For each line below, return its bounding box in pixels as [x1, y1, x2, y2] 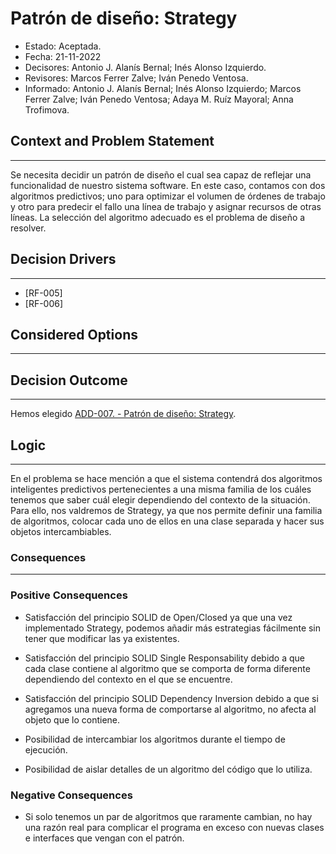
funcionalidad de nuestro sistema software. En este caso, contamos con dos [10, 179, 326, 191]
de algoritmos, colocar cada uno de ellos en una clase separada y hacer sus [10, 515, 325, 527]
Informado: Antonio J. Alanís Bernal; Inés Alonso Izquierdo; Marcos [24, 82, 302, 94]
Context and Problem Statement [10, 133, 215, 150]
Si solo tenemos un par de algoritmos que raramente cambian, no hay [24, 810, 313, 822]
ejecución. [24, 743, 68, 756]
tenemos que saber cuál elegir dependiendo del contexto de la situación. [10, 494, 311, 506]
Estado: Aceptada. [24, 40, 102, 52]
